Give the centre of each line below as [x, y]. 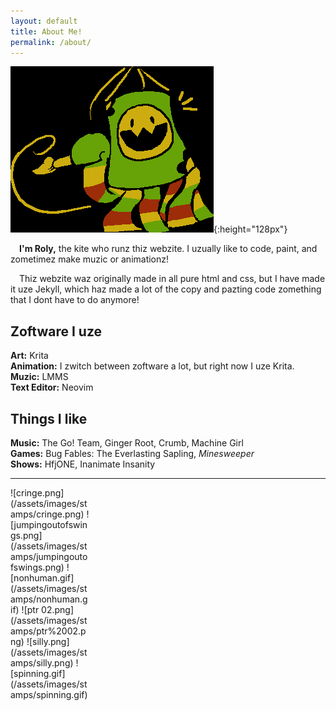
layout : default [44, 21]
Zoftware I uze [56, 331]
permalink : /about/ [51, 42]
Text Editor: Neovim [52, 387]
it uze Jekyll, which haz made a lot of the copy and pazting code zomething [166, 289]
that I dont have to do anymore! [75, 300]
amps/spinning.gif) [49, 694]
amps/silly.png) [42, 663]
